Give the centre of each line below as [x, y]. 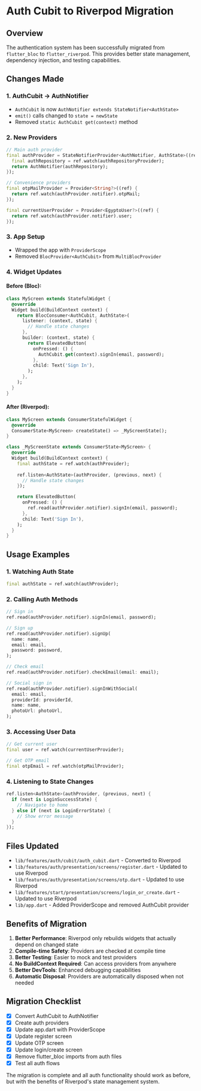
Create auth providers [42, 1023]
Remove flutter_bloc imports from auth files [68, 1057]
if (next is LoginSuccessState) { [54, 800]
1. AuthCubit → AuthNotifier [47, 96]
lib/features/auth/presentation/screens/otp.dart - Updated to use [99, 880]
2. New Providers [32, 137]
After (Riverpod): [28, 407]
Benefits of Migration [47, 924]
